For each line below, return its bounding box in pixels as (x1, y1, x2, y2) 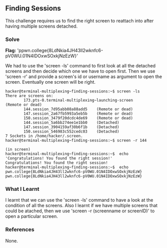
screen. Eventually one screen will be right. (5, 79, 96, 85)
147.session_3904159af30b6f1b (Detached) (23, 125, 120, 130)
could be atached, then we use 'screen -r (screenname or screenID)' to (5, 208, 155, 214)
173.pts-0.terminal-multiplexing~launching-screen (23, 98, 133, 103)
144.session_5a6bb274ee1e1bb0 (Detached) (23, 120, 120, 126)
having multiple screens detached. (5, 23, 78, 29)
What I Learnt (5, 186, 40, 193)
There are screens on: (5, 93, 53, 98)
